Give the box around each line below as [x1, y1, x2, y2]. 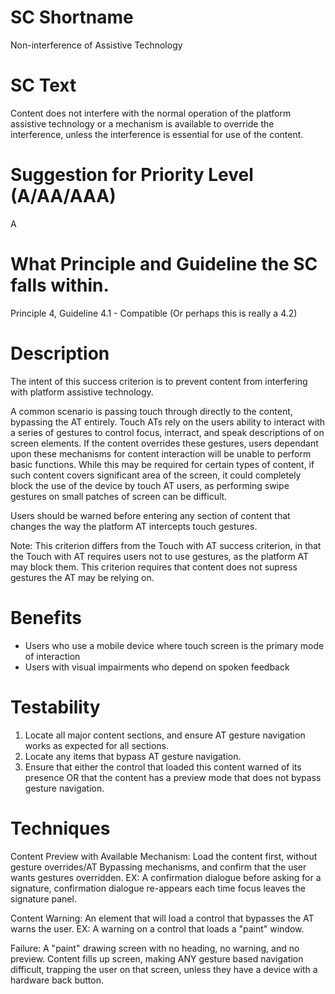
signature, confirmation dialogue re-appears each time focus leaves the [10, 882, 306, 894]
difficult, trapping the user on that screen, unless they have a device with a [10, 963, 318, 975]
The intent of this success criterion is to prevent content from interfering [10, 375, 308, 387]
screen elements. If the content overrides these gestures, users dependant [10, 437, 319, 449]
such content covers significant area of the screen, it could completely [10, 469, 302, 481]
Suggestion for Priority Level [10, 164, 254, 186]
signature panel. [10, 892, 77, 905]
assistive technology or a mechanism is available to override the [10, 117, 275, 130]
